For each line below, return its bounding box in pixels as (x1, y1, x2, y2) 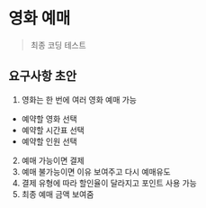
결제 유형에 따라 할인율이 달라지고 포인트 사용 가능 (21, 177, 197, 188)
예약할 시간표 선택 (21, 124, 85, 135)
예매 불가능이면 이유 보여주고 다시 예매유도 (21, 166, 172, 176)
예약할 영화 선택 (21, 113, 77, 124)
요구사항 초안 (8, 68, 77, 84)
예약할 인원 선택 (21, 136, 77, 147)
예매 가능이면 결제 (21, 155, 85, 166)
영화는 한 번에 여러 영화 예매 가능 (21, 94, 137, 104)
